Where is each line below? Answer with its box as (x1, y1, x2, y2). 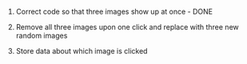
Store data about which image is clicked (15, 46, 148, 55)
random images (15, 31, 68, 40)
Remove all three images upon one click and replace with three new (15, 22, 239, 31)
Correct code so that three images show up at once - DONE (15, 7, 213, 16)
